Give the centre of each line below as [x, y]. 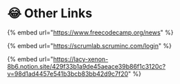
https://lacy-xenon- [81, 59]
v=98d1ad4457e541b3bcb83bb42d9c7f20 [68, 74]
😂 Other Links [50, 13]
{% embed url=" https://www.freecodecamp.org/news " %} [90, 32]
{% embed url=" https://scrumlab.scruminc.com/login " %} [89, 45]
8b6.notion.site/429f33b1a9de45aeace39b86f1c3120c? [87, 66]
